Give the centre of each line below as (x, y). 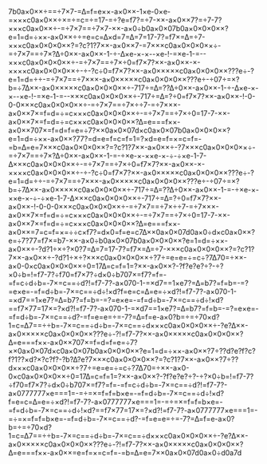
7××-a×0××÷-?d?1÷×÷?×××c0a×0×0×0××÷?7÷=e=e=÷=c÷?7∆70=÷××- (128, 258)
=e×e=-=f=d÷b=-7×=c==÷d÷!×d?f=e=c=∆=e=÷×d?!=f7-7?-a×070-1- (123, 291)
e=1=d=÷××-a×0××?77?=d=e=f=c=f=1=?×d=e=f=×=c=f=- (105, 139)
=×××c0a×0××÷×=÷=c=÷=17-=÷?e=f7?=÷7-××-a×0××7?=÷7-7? (115, 20)
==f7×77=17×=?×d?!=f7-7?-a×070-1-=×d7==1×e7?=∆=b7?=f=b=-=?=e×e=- (133, 308)
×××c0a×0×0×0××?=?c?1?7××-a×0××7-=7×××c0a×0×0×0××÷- (115, 46)
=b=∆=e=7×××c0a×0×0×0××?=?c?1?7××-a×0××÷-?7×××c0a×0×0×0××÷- (132, 147)
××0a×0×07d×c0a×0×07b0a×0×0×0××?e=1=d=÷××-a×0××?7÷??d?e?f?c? (132, 351)
